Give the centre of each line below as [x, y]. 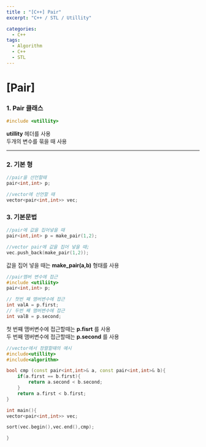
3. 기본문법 [22, 217]
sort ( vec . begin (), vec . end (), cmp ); [51, 427]
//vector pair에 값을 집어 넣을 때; [48, 247]
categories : [21, 29]
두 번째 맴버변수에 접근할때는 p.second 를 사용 [63, 336]
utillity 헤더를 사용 [29, 134]
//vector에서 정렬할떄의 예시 [39, 348]
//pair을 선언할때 [27, 178]
